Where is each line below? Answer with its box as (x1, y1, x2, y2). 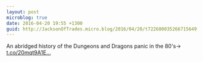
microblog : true (6, 15, 47, 21)
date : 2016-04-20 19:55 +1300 (6, 20, 83, 26)
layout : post (6, 9, 40, 15)
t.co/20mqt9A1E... (6, 49, 51, 57)
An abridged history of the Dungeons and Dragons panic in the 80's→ (6, 43, 181, 50)
